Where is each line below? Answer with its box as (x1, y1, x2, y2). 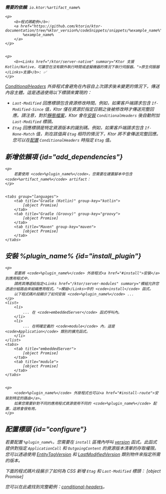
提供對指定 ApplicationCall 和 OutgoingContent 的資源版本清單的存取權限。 (5, 445, 159, 451)
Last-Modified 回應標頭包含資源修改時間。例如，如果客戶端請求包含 (12, 100, 151, 106)
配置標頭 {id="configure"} (5, 425, 87, 434)
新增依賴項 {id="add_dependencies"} (5, 153, 123, 162)
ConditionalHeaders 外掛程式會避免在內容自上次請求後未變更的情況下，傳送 (5, 83, 160, 89)
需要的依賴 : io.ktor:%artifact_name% (5, 4, 81, 10)
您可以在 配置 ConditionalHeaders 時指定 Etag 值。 (12, 137, 114, 143)
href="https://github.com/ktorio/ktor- (20, 24, 103, 29)
